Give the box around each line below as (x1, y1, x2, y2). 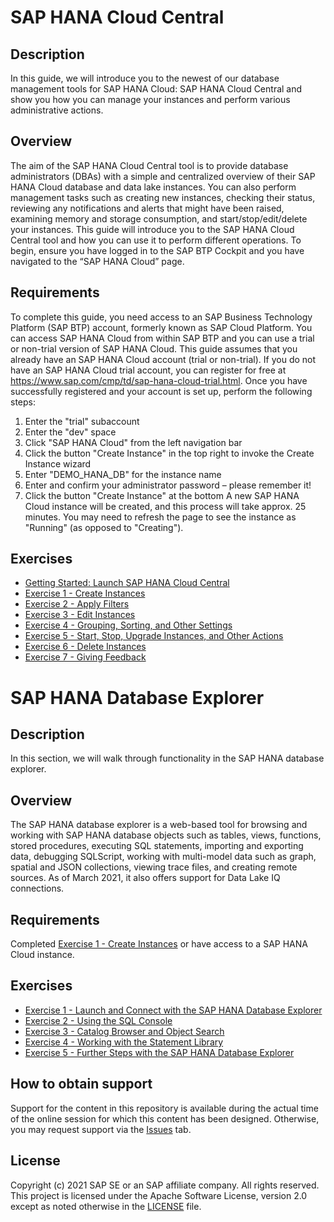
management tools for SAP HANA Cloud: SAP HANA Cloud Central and (10, 83, 303, 95)
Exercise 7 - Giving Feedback (24, 651, 147, 663)
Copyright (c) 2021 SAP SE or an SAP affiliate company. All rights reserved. (10, 1179, 320, 1191)
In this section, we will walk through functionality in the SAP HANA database (10, 752, 325, 765)
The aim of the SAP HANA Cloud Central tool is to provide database (10, 159, 289, 171)
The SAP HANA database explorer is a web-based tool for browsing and (10, 819, 308, 831)
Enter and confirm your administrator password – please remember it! (24, 479, 312, 491)
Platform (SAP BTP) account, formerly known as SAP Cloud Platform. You (10, 321, 313, 333)
